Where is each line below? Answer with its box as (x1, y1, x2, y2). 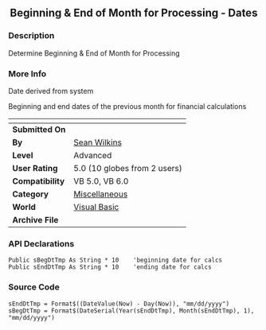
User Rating (12, 162, 58, 173)
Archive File (12, 214, 59, 225)
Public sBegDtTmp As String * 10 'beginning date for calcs (8, 256, 223, 265)
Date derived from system (8, 86, 94, 95)
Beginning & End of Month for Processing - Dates (10, 6, 258, 20)
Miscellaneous (73, 188, 128, 200)
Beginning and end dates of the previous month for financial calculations (8, 101, 247, 111)
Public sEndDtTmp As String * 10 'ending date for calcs (8, 263, 213, 271)
